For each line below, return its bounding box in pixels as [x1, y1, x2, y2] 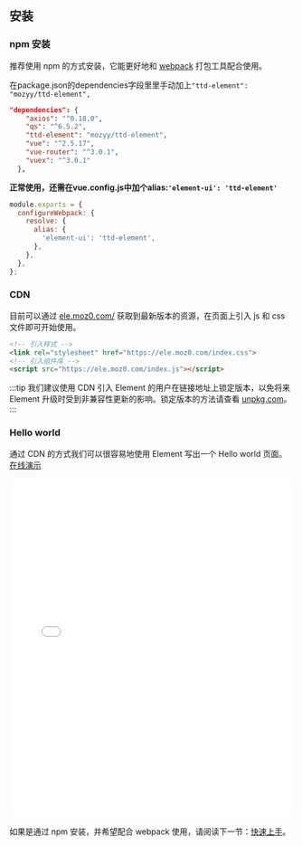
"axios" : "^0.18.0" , [25, 114, 103, 123]
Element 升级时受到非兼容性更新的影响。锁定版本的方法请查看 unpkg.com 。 [9, 394, 292, 404]
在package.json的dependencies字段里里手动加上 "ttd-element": [9, 80, 249, 90]
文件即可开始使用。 [9, 321, 81, 332]
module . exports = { [9, 200, 83, 209]
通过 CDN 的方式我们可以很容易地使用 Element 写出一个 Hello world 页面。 [9, 448, 288, 459]
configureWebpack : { [17, 208, 95, 217]
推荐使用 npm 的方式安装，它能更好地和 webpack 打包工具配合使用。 [9, 60, 268, 71]
